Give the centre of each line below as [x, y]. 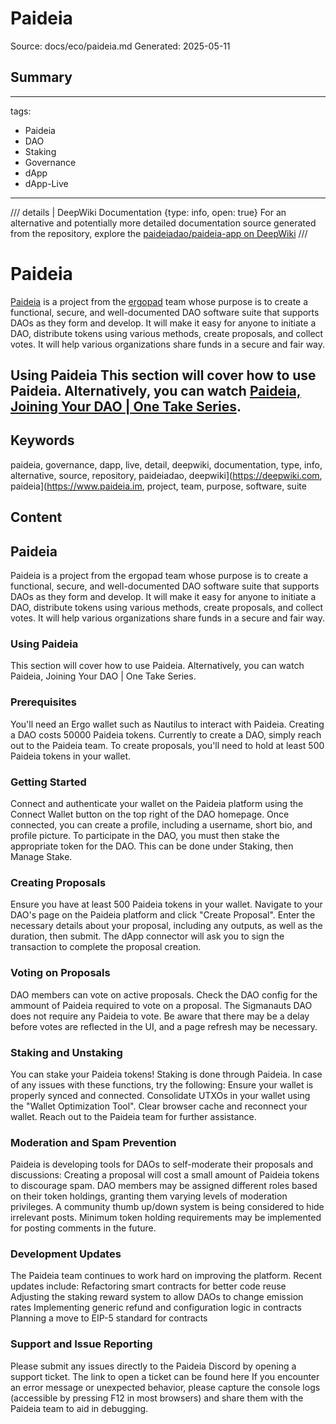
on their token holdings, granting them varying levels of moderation [149, 1196]
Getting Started [48, 782]
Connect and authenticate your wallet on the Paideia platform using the [157, 803]
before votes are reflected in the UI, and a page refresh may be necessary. [164, 1026]
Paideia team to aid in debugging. [79, 1408]
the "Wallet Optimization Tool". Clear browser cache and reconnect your [159, 1106]
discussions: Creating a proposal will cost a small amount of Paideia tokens [165, 1175]
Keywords [42, 440]
